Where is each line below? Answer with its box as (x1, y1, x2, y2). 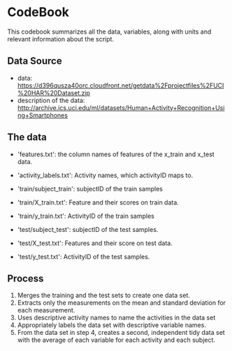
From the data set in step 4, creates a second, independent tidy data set (17, 329, 225, 337)
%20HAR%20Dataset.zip (17, 88, 91, 97)
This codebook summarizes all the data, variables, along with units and (7, 27, 212, 36)
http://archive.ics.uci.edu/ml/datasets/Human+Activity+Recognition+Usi (17, 103, 225, 112)
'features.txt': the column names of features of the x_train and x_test (17, 150, 215, 158)
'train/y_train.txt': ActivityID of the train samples (17, 212, 155, 220)
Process (7, 273, 44, 284)
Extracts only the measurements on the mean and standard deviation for (17, 298, 226, 307)
